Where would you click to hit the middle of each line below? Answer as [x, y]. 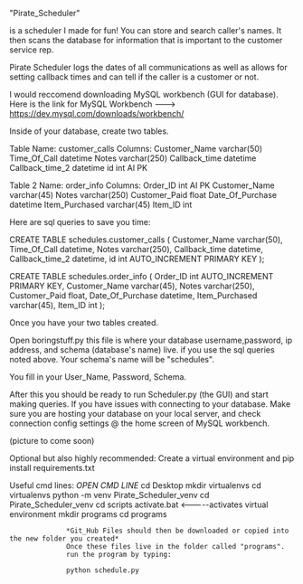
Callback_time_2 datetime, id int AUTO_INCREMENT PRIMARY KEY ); [137, 259]
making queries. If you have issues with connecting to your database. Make [150, 404]
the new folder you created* [64, 539]
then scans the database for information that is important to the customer [146, 40]
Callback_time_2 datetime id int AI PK [78, 168]
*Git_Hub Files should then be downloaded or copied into [178, 531]
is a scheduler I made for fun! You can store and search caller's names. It [146, 30]
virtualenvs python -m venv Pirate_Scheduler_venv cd [109, 495]
